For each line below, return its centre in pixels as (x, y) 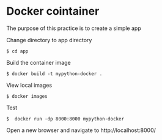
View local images (29, 85)
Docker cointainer (53, 11)
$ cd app (17, 51)
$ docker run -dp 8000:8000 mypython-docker (65, 119)
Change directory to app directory (49, 40)
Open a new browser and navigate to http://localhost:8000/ (81, 130)
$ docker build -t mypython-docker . (54, 74)
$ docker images (27, 96)
